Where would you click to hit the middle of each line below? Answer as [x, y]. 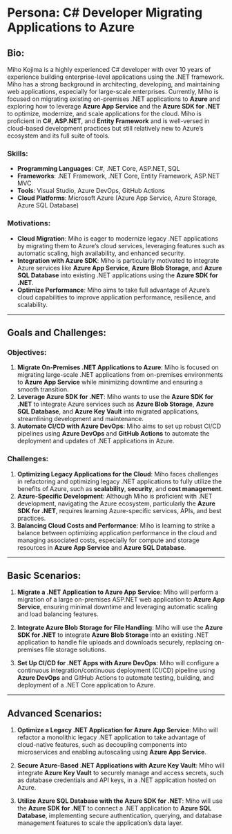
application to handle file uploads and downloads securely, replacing [115, 642]
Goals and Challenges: [57, 332]
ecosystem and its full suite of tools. [59, 136]
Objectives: [27, 352]
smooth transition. [43, 389]
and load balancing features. [58, 614]
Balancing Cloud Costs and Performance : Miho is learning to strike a [116, 525]
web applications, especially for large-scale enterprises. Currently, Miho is [113, 92]
